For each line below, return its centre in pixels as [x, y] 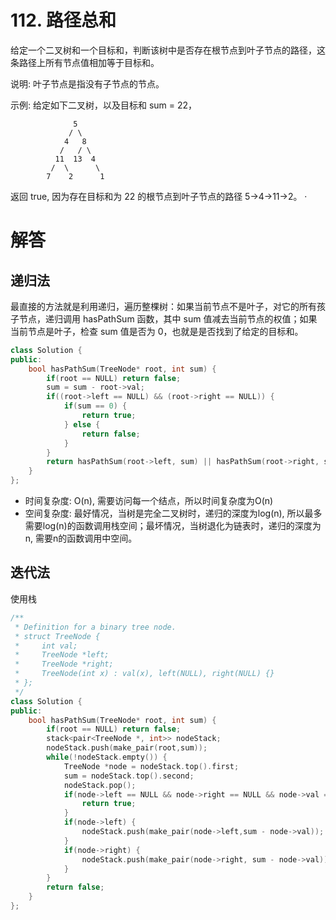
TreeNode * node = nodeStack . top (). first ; [151, 766]
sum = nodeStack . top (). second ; [129, 776]
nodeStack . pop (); [100, 785]
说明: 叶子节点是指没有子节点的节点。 [87, 83]
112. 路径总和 [63, 20]
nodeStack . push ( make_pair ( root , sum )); [127, 748]
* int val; [46, 646]
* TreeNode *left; [62, 655]
